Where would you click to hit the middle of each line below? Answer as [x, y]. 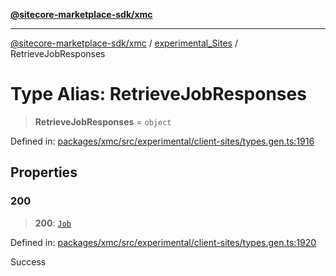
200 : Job [53, 223]
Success [28, 261]
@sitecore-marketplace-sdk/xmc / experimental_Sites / [124, 43]
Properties [44, 172]
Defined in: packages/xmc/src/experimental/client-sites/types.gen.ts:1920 [163, 242]
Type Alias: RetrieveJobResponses [158, 94]
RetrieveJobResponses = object [103, 121]
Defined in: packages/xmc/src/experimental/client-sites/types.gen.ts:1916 [162, 141]
